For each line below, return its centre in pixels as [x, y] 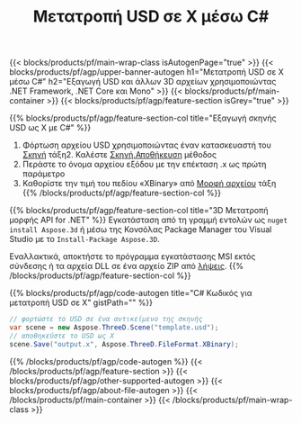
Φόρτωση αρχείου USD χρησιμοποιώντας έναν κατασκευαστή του [147, 145]
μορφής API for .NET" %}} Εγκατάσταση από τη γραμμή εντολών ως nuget [149, 220]
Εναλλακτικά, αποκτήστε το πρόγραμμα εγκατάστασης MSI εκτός [133, 256]
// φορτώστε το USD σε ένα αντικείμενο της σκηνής [106, 319]
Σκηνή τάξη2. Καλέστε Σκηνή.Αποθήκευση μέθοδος [120, 155]
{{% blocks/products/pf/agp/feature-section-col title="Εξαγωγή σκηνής [143, 118]
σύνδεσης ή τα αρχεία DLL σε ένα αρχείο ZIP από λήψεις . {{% [127, 266]
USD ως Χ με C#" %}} [50, 128]
